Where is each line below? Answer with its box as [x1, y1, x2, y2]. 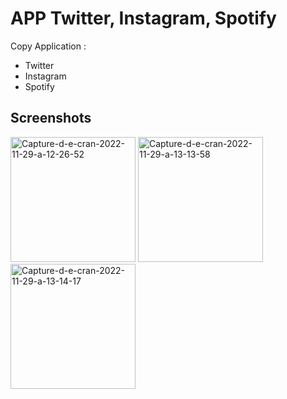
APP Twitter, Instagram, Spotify [10, 7, 277, 30]
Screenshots [10, 110, 92, 127]
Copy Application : [10, 40, 87, 52]
